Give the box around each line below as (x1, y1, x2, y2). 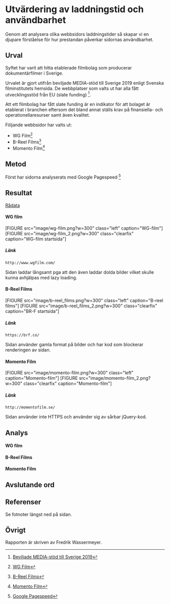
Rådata (5, 202, 20, 208)
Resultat (5, 189, 32, 197)
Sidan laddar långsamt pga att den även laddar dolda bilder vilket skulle (5, 269, 154, 275)
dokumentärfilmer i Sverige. (5, 70, 63, 76)
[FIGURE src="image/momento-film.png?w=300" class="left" (5, 370, 134, 376)
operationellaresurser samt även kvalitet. (5, 112, 90, 118)
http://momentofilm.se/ (5, 405, 56, 410)
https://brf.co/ (5, 333, 39, 338)
